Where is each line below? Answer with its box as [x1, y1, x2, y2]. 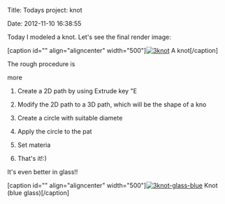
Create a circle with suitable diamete [17, 114, 123, 122]
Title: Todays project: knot [7, 6, 82, 14]
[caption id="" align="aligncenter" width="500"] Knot [7, 181, 218, 189]
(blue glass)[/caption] [7, 189, 70, 197]
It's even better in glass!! [7, 168, 78, 176]
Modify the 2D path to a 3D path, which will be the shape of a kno [17, 100, 207, 109]
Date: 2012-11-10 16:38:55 [7, 19, 82, 27]
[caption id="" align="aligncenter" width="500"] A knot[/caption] [7, 47, 219, 54]
